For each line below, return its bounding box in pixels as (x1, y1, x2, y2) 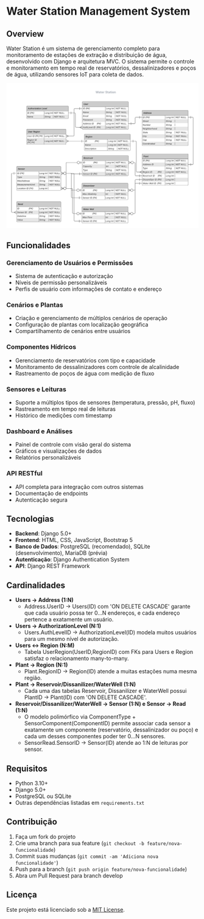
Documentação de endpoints (15, 489, 88, 497)
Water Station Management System (6, 4, 191, 18)
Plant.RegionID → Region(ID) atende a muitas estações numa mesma (24, 668, 197, 675)
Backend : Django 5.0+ (15, 530, 72, 537)
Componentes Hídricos (6, 343, 77, 351)
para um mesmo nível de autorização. (24, 635, 119, 643)
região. (24, 674, 43, 682)
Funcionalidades (6, 240, 71, 251)
